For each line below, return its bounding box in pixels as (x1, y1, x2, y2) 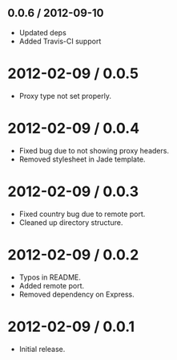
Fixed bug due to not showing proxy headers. (18, 145, 170, 155)
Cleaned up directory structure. (18, 217, 123, 227)
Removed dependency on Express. (18, 289, 135, 299)
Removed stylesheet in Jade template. (18, 154, 146, 164)
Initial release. (18, 344, 66, 354)
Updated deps (18, 27, 67, 37)
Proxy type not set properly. (18, 91, 111, 100)
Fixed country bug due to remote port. (18, 209, 146, 219)
